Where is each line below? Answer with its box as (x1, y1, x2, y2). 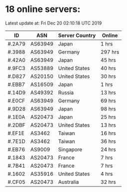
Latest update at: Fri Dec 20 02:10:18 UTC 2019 (5, 20, 102, 26)
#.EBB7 (7, 81, 25, 88)
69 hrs (100, 97, 116, 104)
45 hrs (100, 56, 116, 63)
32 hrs (100, 178, 116, 185)
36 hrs (100, 137, 116, 144)
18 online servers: (5, 3, 81, 15)
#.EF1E (7, 129, 25, 136)
